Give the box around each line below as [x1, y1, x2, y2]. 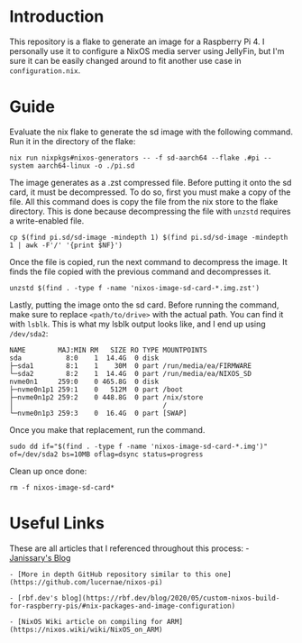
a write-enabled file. [9, 215, 85, 226]
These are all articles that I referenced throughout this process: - [9, 543, 250, 554]
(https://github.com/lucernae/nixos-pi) [9, 577, 164, 587]
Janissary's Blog [9, 552, 71, 563]
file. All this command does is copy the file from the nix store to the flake [9, 196, 279, 207]
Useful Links [9, 513, 105, 534]
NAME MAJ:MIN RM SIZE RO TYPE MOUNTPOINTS [9, 345, 207, 354]
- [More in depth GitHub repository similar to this [9, 570, 212, 579]
